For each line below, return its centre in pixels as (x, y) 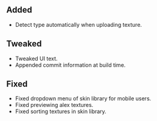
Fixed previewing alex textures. (54, 105)
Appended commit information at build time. (70, 65)
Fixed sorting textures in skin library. (61, 111)
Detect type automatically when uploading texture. (78, 24)
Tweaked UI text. (36, 58)
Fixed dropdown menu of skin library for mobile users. (83, 99)
